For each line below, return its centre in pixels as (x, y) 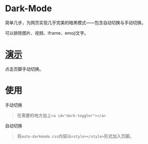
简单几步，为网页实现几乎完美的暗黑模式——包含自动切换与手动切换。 (75, 22)
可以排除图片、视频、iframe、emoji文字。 (47, 33)
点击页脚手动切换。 (24, 69)
